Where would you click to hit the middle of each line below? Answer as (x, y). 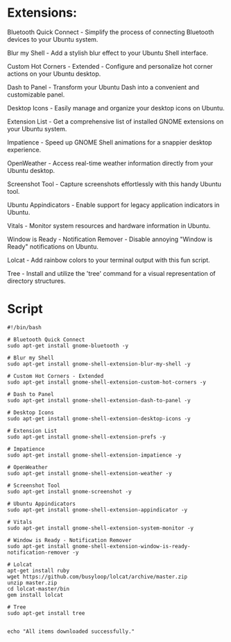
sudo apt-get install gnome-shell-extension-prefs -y (87, 437)
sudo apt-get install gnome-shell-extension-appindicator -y (97, 510)
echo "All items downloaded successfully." (71, 631)
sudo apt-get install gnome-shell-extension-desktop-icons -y (99, 418)
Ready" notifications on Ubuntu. (53, 246)
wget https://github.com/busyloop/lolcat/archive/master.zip (97, 577)
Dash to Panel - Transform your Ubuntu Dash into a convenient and (103, 87)
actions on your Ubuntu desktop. (54, 74)
